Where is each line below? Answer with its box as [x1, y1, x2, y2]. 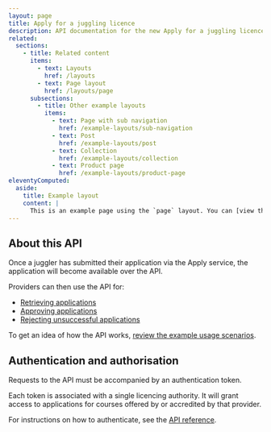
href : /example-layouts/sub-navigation [59, 124, 194, 132]
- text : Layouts [37, 64, 92, 73]
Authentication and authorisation [8, 354, 179, 368]
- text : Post [51, 131, 95, 139]
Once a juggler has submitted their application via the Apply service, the [8, 258, 248, 268]
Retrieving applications [19, 297, 97, 307]
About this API [8, 236, 82, 250]
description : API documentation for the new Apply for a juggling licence [8, 27, 265, 35]
